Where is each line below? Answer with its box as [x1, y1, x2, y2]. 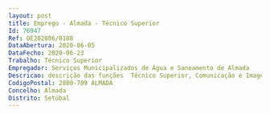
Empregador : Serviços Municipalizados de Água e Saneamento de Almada [8, 64, 250, 72]
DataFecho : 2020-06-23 [8, 49, 84, 57]
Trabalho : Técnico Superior [8, 57, 103, 65]
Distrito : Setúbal [8, 94, 70, 102]
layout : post [8, 11, 52, 20]
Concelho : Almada [8, 86, 67, 95]
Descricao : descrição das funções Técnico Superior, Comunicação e [8, 71, 243, 79]
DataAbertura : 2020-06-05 [8, 42, 95, 50]
